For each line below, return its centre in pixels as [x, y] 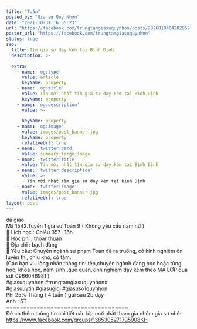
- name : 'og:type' [39, 72]
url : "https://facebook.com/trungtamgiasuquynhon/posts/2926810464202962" [99, 28]
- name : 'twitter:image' [47, 187]
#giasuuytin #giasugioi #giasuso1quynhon [57, 288]
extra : [19, 66]
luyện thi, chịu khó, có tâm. [39, 257]
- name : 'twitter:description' [55, 170]
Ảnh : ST [17, 301]
